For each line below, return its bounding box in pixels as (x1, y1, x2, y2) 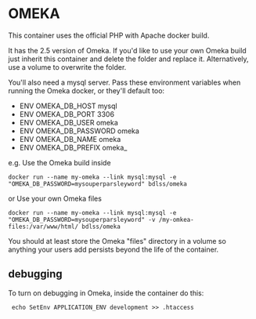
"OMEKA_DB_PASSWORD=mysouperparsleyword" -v (8, 216, 156, 223)
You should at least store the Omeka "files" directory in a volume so (8, 236, 227, 245)
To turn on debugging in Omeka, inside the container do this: (8, 288, 204, 298)
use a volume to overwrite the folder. (8, 62, 127, 71)
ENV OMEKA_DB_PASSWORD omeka (19, 126, 139, 136)
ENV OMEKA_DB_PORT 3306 (19, 109, 115, 118)
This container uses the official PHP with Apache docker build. (8, 31, 210, 40)
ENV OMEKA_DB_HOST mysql (19, 101, 117, 111)
